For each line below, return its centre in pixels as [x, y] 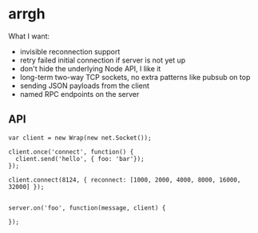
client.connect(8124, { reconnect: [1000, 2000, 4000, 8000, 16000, [125, 180]
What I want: [29, 36]
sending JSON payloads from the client [85, 86]
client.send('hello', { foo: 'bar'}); [80, 159]
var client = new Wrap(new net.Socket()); [80, 138]
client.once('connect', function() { [71, 152]
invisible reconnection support [70, 51]
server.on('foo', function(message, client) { [87, 208]
